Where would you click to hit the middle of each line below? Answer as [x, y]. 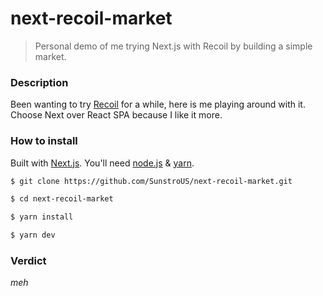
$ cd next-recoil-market [62, 199]
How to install [44, 141]
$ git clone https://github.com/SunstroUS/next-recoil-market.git [151, 181]
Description [39, 82]
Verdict [28, 260]
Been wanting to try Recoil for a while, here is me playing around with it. [158, 104]
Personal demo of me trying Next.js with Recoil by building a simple [173, 46]
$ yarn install [42, 217]
